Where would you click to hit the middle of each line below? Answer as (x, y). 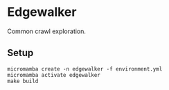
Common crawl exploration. (47, 31)
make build (23, 81)
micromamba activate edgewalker (54, 75)
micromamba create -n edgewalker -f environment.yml (85, 69)
